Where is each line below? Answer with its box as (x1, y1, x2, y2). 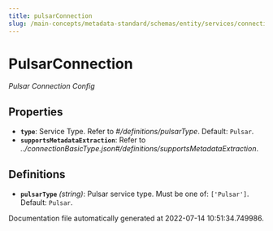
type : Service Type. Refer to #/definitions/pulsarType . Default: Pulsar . (19, 127, 254, 137)
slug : (8, 20, 27, 28)
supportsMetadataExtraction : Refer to (19, 135, 146, 145)
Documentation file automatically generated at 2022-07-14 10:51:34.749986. (8, 213, 264, 224)
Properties (8, 105, 63, 119)
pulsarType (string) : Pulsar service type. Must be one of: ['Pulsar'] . (19, 189, 249, 199)
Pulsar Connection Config (8, 81, 95, 91)
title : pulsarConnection (8, 11, 93, 20)
